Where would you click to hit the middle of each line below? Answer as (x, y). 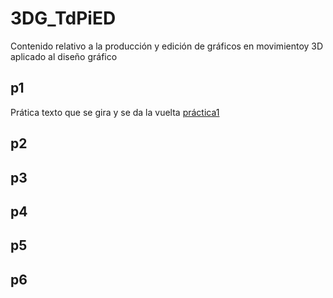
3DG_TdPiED (63, 18)
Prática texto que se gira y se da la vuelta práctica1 (115, 112)
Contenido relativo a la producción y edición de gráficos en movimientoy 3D (167, 46)
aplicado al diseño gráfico (64, 56)
